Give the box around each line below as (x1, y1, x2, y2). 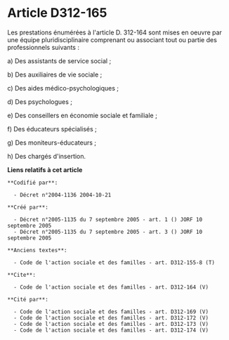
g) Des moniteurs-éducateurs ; (7, 138, 97, 147)
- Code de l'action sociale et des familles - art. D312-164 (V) (13, 283, 209, 291)
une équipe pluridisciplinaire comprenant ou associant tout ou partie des (7, 35, 218, 44)
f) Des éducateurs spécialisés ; (7, 124, 97, 133)
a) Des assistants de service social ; (7, 56, 112, 65)
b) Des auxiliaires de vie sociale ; (7, 70, 103, 79)
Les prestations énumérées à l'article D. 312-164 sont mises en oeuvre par (7, 28, 223, 37)
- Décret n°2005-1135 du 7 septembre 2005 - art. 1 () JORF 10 (13, 216, 202, 223)
